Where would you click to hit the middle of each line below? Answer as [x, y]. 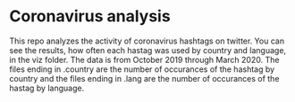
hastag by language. [47, 88]
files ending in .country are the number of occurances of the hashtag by [142, 69]
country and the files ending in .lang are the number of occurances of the [144, 78]
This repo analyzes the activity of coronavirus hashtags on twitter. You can [147, 41]
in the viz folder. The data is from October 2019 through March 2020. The [144, 59]
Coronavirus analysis [90, 16]
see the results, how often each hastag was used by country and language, [148, 50]
